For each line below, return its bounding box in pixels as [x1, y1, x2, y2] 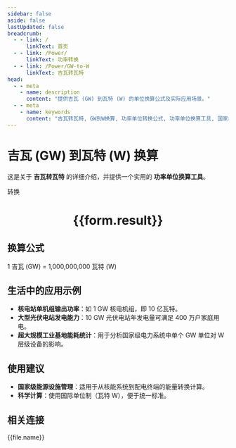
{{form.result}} [72, 212, 164, 228]
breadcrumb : [7, 30, 42, 37]
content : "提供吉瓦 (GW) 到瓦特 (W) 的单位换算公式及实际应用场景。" [25, 96, 211, 103]
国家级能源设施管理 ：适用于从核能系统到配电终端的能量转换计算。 [17, 382, 209, 391]
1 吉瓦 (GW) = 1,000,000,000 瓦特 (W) [7, 262, 117, 270]
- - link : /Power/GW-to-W [13, 63, 90, 70]
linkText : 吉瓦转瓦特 [25, 69, 84, 76]
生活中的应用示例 [7, 285, 81, 297]
